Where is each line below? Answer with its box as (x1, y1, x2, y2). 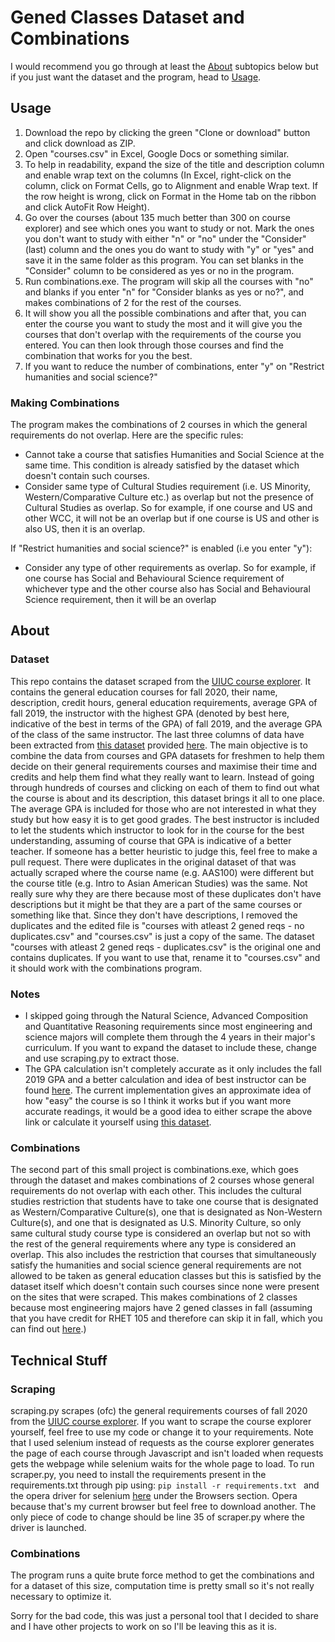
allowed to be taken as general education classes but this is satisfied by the (10, 1270, 322, 1282)
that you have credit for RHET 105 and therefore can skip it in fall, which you (10, 1312, 323, 1325)
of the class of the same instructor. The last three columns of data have (10, 728, 305, 740)
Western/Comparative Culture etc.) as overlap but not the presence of (24, 491, 314, 503)
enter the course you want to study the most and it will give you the (24, 317, 303, 330)
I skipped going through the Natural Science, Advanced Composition (24, 1010, 309, 1022)
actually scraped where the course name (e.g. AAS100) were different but (10, 866, 314, 878)
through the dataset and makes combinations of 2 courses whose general (10, 1174, 315, 1186)
